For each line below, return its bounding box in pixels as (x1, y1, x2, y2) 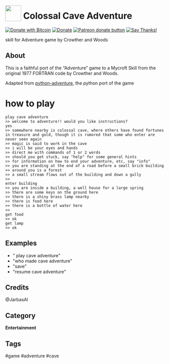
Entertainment (5, 325, 36, 331)
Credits (5, 283, 29, 292)
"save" (12, 263, 27, 269)
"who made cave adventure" (12, 258, 72, 264)
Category (5, 311, 36, 320)
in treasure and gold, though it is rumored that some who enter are (5, 132, 155, 137)
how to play (5, 98, 55, 109)
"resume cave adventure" (12, 268, 66, 274)
